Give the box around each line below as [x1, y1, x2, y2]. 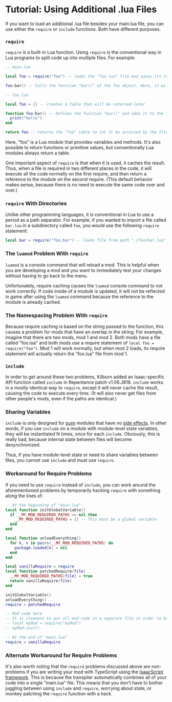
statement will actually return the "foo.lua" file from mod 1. [5, 350, 128, 357]
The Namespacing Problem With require [5, 311, 108, 319]
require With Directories [5, 200, 67, 207]
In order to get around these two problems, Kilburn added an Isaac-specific [5, 374, 165, 380]
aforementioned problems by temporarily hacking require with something [5, 487, 161, 493]
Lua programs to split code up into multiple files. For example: [5, 55, 136, 61]
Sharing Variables [5, 408, 51, 416]
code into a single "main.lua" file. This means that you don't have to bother [5, 679, 163, 686]
